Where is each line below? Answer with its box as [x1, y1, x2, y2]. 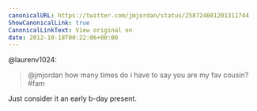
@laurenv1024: [8, 55, 58, 65]
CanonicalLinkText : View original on [8, 26, 133, 34]
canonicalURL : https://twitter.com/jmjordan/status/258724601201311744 [8, 11, 249, 20]
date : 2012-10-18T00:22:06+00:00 [8, 33, 119, 42]
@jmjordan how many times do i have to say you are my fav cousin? [27, 70, 249, 80]
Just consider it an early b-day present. [8, 94, 137, 103]
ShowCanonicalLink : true [8, 19, 90, 27]
